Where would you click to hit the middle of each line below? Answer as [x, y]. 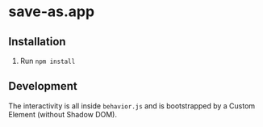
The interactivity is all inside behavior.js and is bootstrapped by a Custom [132, 106]
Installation [37, 42]
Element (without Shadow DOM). [63, 114]
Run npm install [48, 61]
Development [43, 86]
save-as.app [52, 12]
